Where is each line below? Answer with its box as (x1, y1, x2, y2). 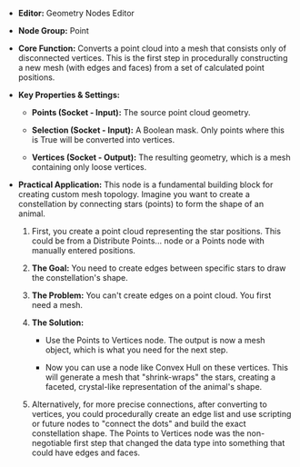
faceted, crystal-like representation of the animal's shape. (45, 382, 263, 392)
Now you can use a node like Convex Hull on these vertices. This (45, 363, 289, 373)
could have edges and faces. (31, 447, 141, 458)
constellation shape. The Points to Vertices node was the (31, 428, 245, 439)
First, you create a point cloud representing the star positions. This (31, 226, 282, 236)
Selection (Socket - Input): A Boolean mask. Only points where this (31, 124, 285, 135)
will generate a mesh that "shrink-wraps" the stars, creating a (45, 372, 275, 383)
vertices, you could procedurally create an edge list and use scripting (31, 409, 292, 419)
